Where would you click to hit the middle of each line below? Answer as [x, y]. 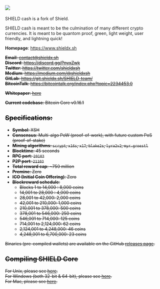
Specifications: [29, 118]
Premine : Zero [27, 171]
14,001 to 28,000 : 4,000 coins [50, 192]
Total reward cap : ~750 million [43, 166]
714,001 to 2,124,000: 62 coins [50, 224]
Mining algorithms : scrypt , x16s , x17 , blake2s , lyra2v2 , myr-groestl [80, 145]
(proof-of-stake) [29, 140]
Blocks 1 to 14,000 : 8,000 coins [52, 187]
